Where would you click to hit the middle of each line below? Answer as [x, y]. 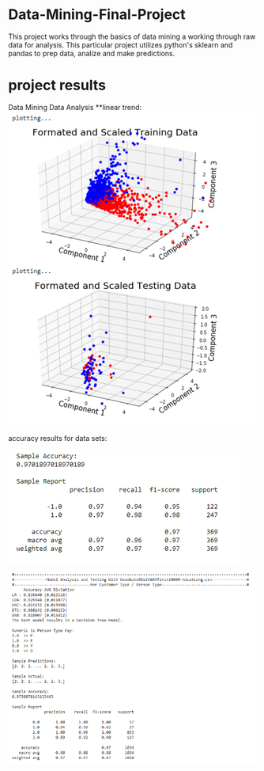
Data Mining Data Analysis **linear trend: [75, 107]
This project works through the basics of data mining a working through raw [132, 36]
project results [57, 85]
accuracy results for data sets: [58, 439]
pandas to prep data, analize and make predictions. [92, 53]
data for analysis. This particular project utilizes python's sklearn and [121, 44]
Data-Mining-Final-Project [97, 15]
